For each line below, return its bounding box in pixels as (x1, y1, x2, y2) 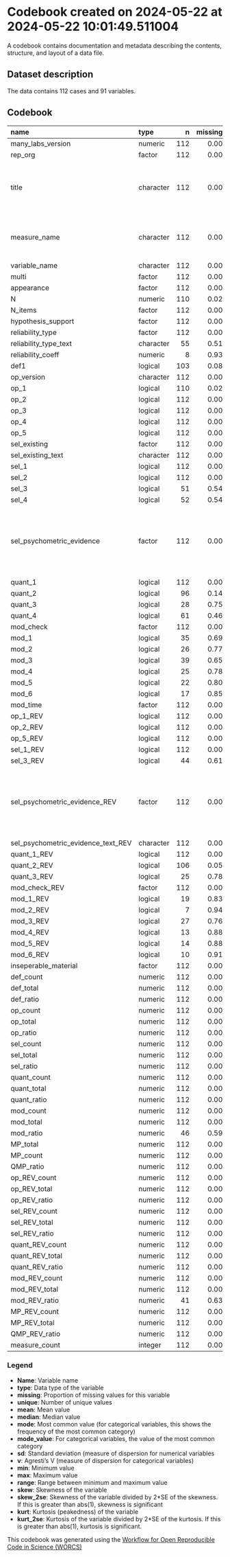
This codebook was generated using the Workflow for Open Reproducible (7, 1535, 216, 1543)
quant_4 (10, 610, 37, 620)
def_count (10, 972, 43, 982)
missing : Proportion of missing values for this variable (16, 1391, 170, 1399)
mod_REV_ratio (10, 1295, 60, 1305)
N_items (10, 305, 37, 314)
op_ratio (10, 1028, 37, 1037)
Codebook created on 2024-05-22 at (7, 4, 222, 20)
